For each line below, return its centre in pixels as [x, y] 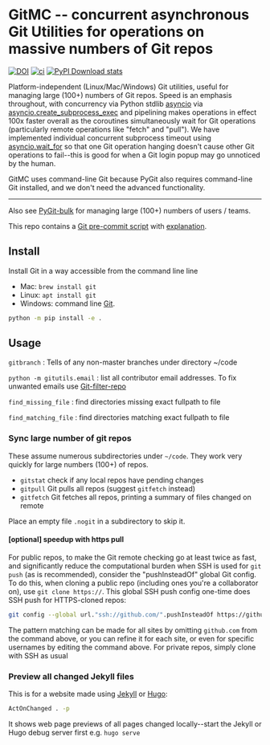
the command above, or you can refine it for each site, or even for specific [131, 638]
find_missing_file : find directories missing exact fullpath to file [115, 402]
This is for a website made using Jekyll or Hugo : [88, 694]
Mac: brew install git [58, 286]
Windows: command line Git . [67, 303]
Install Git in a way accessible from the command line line [103, 271]
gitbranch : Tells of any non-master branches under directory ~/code [123, 362]
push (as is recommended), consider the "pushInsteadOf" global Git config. [133, 574]
